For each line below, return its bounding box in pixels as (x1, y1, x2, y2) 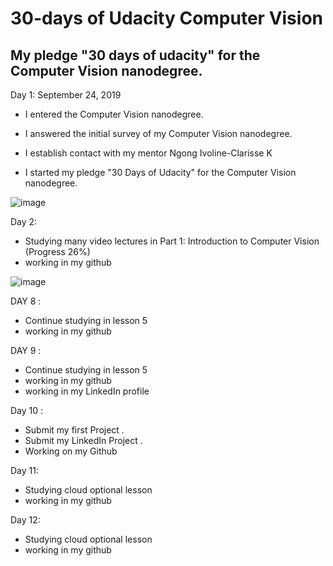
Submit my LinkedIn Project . (24, 435, 143, 446)
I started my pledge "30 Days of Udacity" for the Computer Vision (24, 167, 297, 178)
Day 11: (10, 465, 39, 476)
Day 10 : (10, 405, 44, 416)
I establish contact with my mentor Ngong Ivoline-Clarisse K (24, 147, 273, 159)
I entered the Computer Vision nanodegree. (24, 108, 204, 120)
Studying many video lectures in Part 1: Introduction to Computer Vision (24, 235, 320, 247)
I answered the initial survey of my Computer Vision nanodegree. (24, 128, 293, 139)
